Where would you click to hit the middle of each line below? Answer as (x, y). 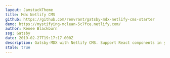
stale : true (18, 47)
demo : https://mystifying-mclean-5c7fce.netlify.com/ (63, 24)
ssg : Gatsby (18, 33)
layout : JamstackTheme (29, 10)
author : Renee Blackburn (31, 29)
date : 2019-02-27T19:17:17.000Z (39, 38)
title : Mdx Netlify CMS (30, 15)
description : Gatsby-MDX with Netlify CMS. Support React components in (83, 43)
